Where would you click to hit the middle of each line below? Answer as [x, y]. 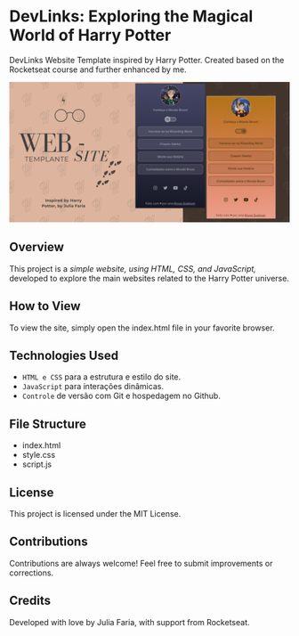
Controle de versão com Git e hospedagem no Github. [121, 396]
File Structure [48, 424]
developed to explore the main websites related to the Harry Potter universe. [149, 278]
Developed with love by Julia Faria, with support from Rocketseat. [130, 622]
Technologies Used [64, 355]
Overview [37, 247]
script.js [36, 464]
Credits [30, 601]
